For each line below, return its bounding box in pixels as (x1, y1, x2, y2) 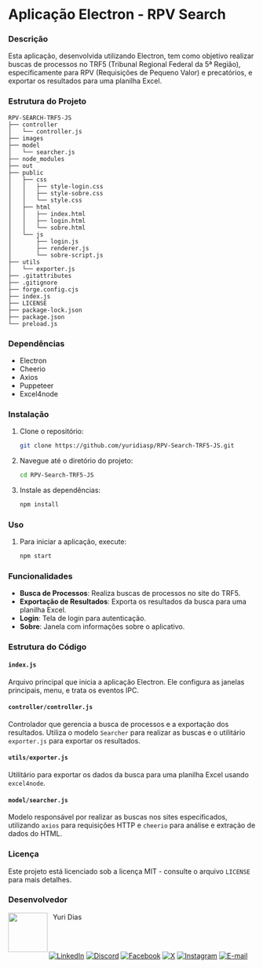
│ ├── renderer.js (8, 244, 89, 252)
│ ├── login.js (8, 237, 79, 245)
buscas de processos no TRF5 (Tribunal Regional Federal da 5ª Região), (8, 60, 241, 69)
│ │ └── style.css (8, 196, 82, 204)
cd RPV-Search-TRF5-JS (19, 471, 94, 480)
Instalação (8, 409, 49, 419)
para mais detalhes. (8, 875, 72, 884)
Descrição (8, 34, 49, 45)
